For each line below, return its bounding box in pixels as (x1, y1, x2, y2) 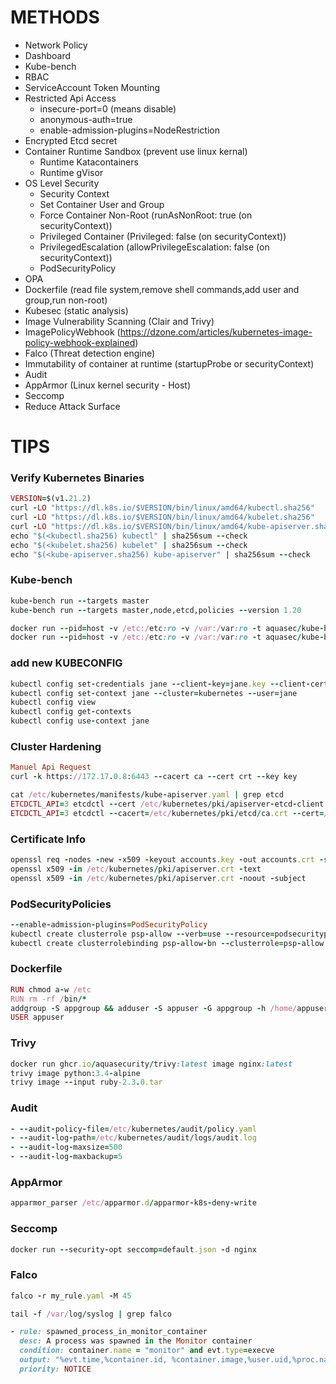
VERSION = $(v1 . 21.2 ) (10, 494, 92, 504)
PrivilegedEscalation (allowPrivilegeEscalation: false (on (39, 241, 270, 253)
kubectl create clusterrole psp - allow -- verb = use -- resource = (10, 929, 275, 939)
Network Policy (24, 39, 88, 51)
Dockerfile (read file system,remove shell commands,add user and (24, 283, 300, 295)
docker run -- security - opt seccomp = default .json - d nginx (10, 1244, 257, 1255)
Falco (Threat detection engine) (24, 347, 156, 359)
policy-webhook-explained (24, 336, 136, 348)
